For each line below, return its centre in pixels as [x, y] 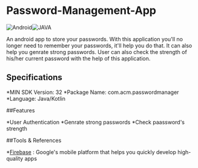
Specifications [34, 77]
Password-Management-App [81, 11]
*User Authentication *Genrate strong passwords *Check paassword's [95, 122]
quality [15, 158]
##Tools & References [34, 140]
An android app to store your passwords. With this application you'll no [95, 39]
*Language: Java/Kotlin [36, 98]
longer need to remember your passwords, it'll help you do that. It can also [99, 45]
